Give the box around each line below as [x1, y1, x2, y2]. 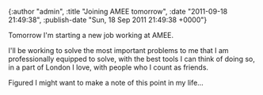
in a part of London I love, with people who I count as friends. [8, 63, 208, 72]
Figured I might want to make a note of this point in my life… [8, 78, 204, 87]
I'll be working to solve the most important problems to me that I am [8, 46, 229, 55]
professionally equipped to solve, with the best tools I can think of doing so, [8, 55, 255, 63]
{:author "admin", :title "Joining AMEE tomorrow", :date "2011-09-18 [8, 7, 228, 16]
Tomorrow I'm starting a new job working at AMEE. [8, 31, 174, 40]
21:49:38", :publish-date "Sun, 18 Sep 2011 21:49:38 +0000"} [8, 15, 208, 25]
